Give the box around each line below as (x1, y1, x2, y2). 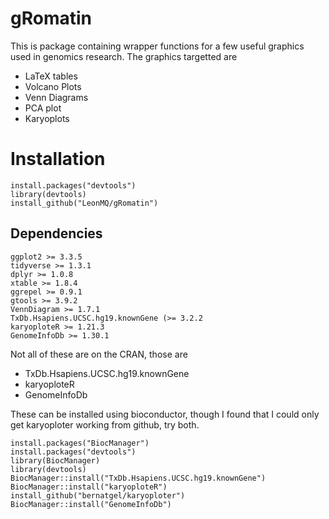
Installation (10, 148, 106, 171)
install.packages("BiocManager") (10, 438, 150, 448)
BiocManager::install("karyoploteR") (10, 482, 168, 492)
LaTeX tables (24, 70, 78, 82)
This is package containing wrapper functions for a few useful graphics (10, 40, 305, 52)
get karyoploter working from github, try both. (10, 418, 200, 431)
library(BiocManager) (10, 455, 101, 466)
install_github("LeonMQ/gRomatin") (10, 198, 159, 208)
